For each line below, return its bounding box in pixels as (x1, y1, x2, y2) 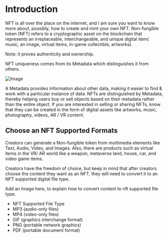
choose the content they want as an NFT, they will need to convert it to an (5, 170, 158, 176)
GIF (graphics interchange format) (12, 216, 83, 222)
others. (5, 66, 20, 72)
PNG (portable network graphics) (12, 221, 82, 228)
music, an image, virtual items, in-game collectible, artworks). (5, 41, 133, 47)
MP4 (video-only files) (12, 211, 59, 217)
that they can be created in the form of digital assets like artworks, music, (5, 106, 157, 112)
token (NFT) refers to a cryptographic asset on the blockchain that (5, 30, 142, 36)
